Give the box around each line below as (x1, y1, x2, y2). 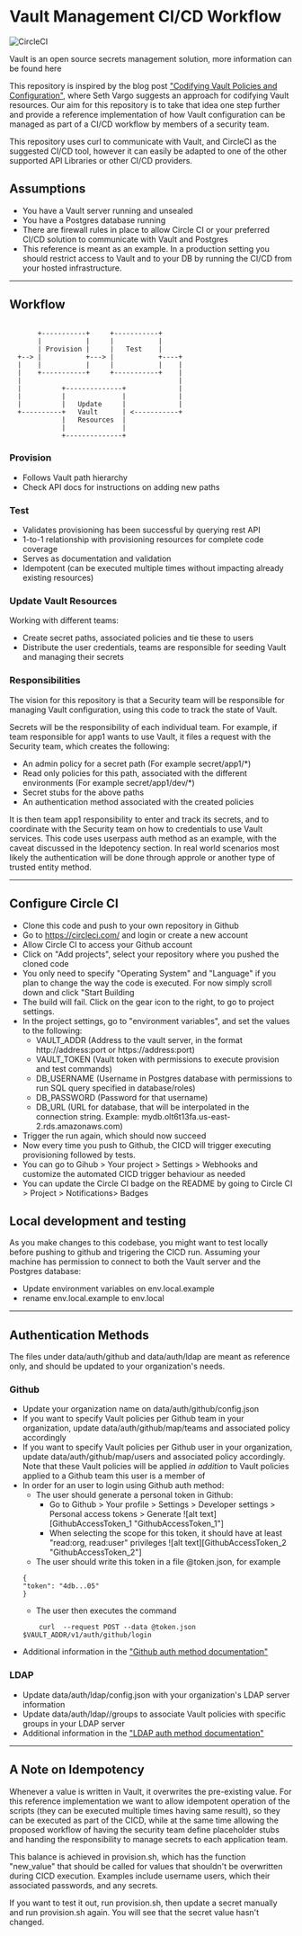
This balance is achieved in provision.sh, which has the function (9, 1851, 246, 1862)
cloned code (22, 958, 69, 968)
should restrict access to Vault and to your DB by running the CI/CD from (22, 253, 292, 263)
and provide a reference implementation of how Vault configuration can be (9, 109, 286, 120)
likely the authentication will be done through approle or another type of (9, 852, 276, 862)
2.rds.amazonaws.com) (35, 1120, 123, 1131)
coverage (22, 544, 58, 555)
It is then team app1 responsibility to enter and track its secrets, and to (9, 814, 270, 825)
